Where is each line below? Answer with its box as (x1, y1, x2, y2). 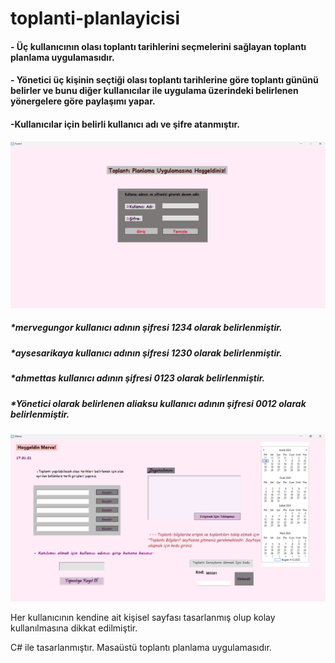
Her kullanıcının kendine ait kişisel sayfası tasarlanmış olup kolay (10, 611, 276, 623)
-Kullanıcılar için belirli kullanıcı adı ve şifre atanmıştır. (10, 118, 240, 130)
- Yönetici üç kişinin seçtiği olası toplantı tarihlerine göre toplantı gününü (10, 74, 319, 86)
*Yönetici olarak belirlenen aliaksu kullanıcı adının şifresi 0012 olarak (10, 397, 307, 409)
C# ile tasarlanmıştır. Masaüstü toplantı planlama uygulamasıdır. (10, 641, 272, 653)
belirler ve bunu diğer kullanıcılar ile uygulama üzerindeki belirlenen (10, 85, 299, 97)
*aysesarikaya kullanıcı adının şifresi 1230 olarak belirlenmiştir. (10, 347, 283, 359)
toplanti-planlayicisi (10, 7, 181, 30)
